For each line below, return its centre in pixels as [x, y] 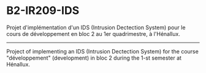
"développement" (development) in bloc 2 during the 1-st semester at [94, 58]
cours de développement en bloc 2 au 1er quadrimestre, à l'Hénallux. [93, 33]
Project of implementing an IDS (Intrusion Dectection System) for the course [103, 51]
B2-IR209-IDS [43, 11]
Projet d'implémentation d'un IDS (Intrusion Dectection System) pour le [96, 27]
